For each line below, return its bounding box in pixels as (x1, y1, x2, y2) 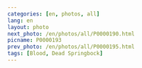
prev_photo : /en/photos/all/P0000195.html (7, 43, 135, 50)
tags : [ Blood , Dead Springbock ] (7, 50, 103, 57)
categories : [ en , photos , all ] (7, 10, 100, 18)
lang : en (7, 17, 33, 24)
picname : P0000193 (7, 37, 62, 44)
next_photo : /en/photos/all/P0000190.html (7, 30, 135, 38)
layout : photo (7, 23, 50, 30)
